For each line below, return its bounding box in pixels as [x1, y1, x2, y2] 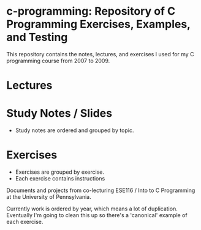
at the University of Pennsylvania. [6, 193, 91, 200]
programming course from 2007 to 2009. [6, 57, 110, 64]
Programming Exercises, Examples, [6, 17, 191, 31]
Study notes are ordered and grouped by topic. [15, 127, 134, 134]
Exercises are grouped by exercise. [15, 168, 105, 176]
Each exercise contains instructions [15, 175, 105, 182]
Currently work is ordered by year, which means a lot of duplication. [6, 205, 178, 212]
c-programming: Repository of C [6, 4, 176, 18]
